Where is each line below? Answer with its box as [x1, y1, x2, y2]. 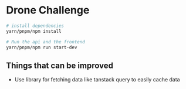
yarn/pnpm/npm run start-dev [6, 44, 77, 50]
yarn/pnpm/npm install [6, 28, 62, 34]
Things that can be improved [6, 60, 113, 70]
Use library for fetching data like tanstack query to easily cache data [14, 76, 180, 83]
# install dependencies [6, 23, 65, 29]
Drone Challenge [6, 4, 90, 17]
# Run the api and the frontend [6, 39, 85, 44]
